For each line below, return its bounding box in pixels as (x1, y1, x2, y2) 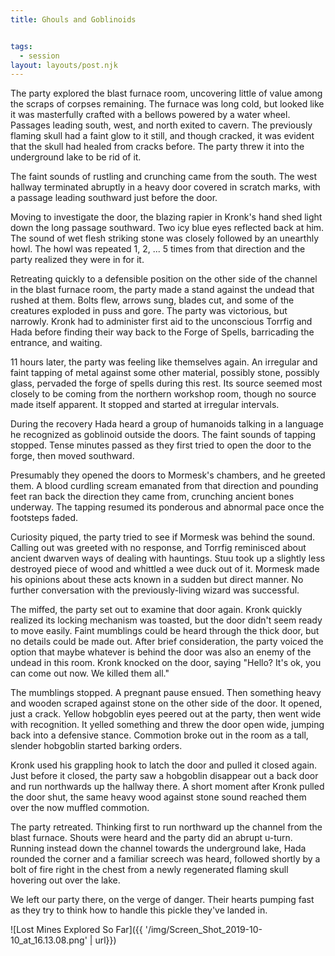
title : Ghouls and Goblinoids (10, 14, 137, 25)
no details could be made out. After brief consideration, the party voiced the (10, 636, 324, 648)
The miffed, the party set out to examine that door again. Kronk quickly (10, 604, 302, 616)
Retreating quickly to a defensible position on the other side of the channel (10, 273, 318, 285)
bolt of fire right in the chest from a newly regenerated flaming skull (10, 864, 289, 876)
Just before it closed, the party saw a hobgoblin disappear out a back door (10, 770, 319, 782)
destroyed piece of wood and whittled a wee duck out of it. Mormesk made (10, 563, 320, 575)
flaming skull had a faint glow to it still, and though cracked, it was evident (10, 130, 315, 142)
